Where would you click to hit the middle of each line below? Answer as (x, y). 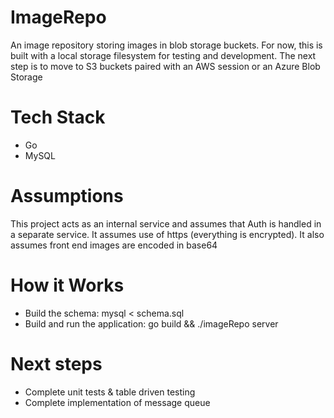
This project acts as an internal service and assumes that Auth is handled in (166, 223)
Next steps (56, 363)
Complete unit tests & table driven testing (110, 392)
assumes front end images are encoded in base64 (114, 245)
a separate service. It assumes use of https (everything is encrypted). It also (167, 234)
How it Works (67, 285)
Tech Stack (58, 117)
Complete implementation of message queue (117, 402)
